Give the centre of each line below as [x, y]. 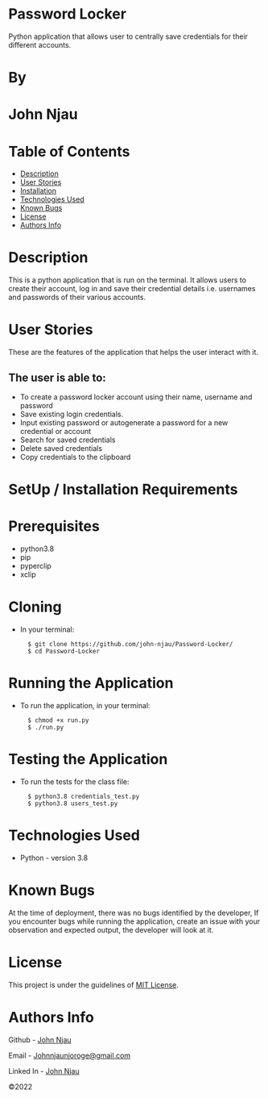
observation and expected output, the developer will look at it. [111, 929]
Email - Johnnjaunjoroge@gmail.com [70, 1055]
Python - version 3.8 [54, 858]
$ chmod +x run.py [58, 720]
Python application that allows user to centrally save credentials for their [128, 36]
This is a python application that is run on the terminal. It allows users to [128, 280]
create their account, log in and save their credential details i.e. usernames [132, 289]
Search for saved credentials [68, 440]
